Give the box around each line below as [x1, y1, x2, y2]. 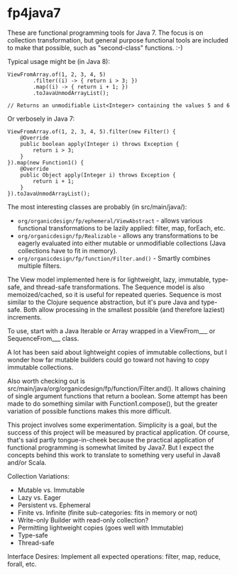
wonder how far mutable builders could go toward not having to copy [7, 355, 210, 364]
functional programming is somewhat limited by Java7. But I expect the [7, 443, 214, 452]
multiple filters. [17, 261, 62, 270]
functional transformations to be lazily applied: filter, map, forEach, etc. [17, 223, 226, 232]
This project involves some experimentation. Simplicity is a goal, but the [7, 420, 218, 429]
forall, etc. [7, 559, 37, 568]
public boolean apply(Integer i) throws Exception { [20, 140, 180, 147]
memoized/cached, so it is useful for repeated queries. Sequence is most [7, 290, 222, 298]
